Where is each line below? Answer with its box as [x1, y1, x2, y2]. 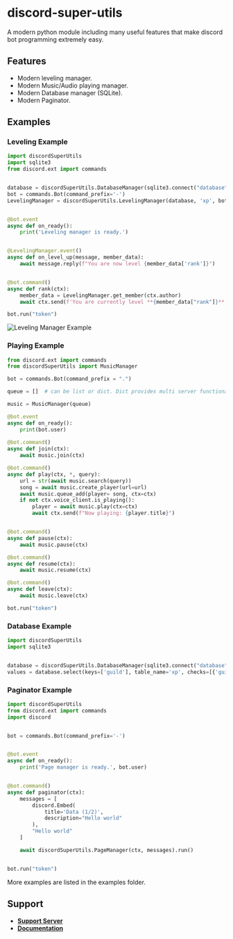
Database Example [7, 621, 71, 630]
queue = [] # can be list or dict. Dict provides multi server [7, 388, 197, 395]
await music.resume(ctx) [19, 566, 92, 574]
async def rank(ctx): [7, 285, 70, 293]
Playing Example [7, 341, 64, 350]
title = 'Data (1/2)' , [44, 808, 104, 815]
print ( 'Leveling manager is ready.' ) [19, 229, 129, 236]
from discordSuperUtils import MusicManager [7, 363, 138, 370]
